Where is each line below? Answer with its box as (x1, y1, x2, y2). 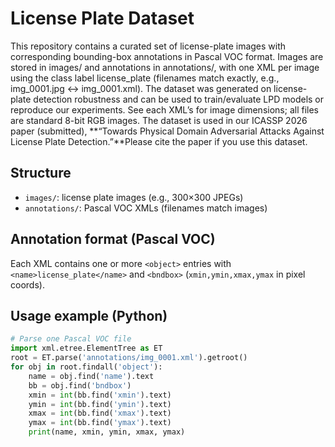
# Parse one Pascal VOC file (10, 334, 132, 344)
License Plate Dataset (10, 7, 195, 30)
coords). (10, 278, 45, 291)
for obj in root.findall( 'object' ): (10, 362, 163, 372)
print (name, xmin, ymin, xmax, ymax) (28, 427, 186, 437)
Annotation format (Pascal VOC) (10, 231, 216, 248)
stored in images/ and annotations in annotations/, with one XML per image (10, 61, 320, 73)
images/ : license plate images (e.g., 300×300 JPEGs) (24, 191, 244, 203)
